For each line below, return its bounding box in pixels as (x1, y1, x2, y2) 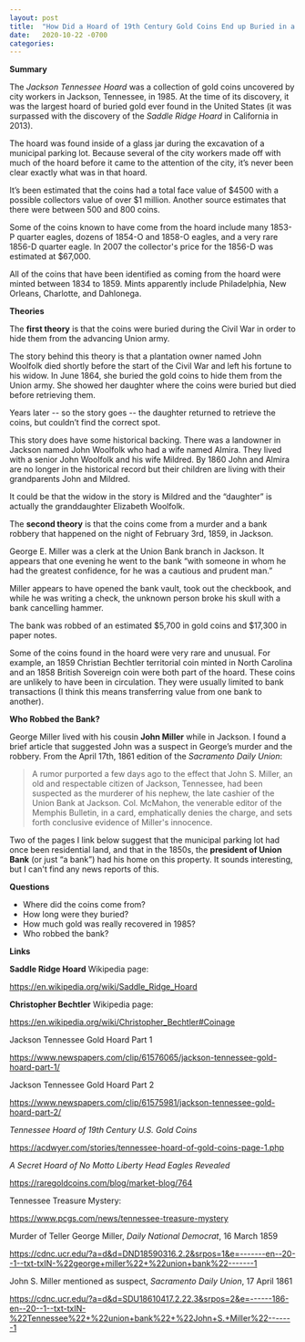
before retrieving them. (9, 390, 96, 401)
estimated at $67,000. (9, 251, 91, 262)
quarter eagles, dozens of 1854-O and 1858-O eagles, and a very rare (16, 232, 279, 243)
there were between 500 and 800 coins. (9, 204, 161, 215)
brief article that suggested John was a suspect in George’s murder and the (9, 741, 293, 752)
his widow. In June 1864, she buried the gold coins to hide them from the (9, 371, 282, 382)
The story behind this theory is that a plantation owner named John (9, 351, 262, 362)
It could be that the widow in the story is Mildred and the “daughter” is (9, 491, 273, 502)
